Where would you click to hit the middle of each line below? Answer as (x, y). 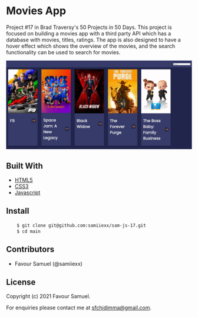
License (21, 282)
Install (18, 211)
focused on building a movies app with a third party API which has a (89, 33)
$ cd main (29, 231)
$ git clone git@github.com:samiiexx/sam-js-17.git (81, 226)
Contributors (30, 249)
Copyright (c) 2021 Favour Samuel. (48, 296)
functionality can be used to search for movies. (63, 52)
